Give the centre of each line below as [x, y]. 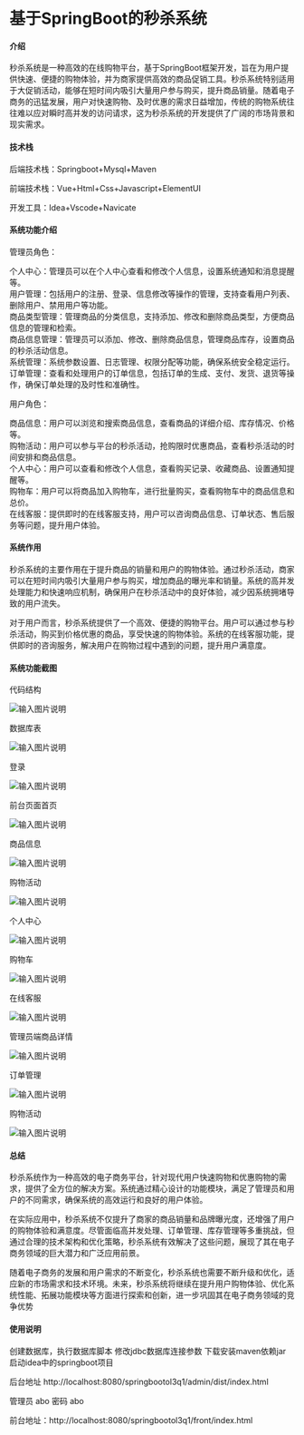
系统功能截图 [33, 668]
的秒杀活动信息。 [41, 350]
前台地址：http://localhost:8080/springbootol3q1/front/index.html [131, 1420]
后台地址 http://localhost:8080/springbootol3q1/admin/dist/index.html [139, 1381]
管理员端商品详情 [41, 1037]
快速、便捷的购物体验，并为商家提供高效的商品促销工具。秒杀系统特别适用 [156, 79]
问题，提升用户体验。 [65, 525]
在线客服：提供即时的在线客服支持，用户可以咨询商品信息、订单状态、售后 [148, 513]
